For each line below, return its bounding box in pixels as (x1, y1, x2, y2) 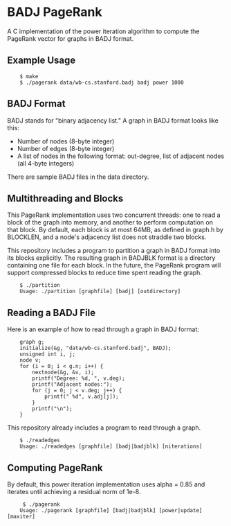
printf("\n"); (32, 405, 73, 412)
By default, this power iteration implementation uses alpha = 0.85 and (7, 480, 205, 489)
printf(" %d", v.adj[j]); (44, 393, 119, 401)
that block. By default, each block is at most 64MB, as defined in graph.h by (7, 226, 223, 234)
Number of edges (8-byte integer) (17, 144, 115, 152)
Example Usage (7, 55, 76, 67)
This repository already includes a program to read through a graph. (7, 423, 201, 432)
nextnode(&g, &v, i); (32, 369, 95, 376)
